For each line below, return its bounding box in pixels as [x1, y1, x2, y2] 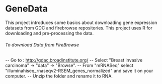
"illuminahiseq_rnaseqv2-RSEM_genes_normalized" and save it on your [5, 68, 153, 74]
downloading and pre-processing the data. [5, 30, 94, 36]
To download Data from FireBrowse [5, 41, 79, 47]
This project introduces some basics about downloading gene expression [5, 19, 157, 25]
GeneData [5, 3, 48, 14]
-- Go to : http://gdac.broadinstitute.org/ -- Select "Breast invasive [5, 57, 143, 63]
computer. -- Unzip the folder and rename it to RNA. [5, 73, 113, 79]
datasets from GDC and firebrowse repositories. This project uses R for [5, 24, 152, 30]
